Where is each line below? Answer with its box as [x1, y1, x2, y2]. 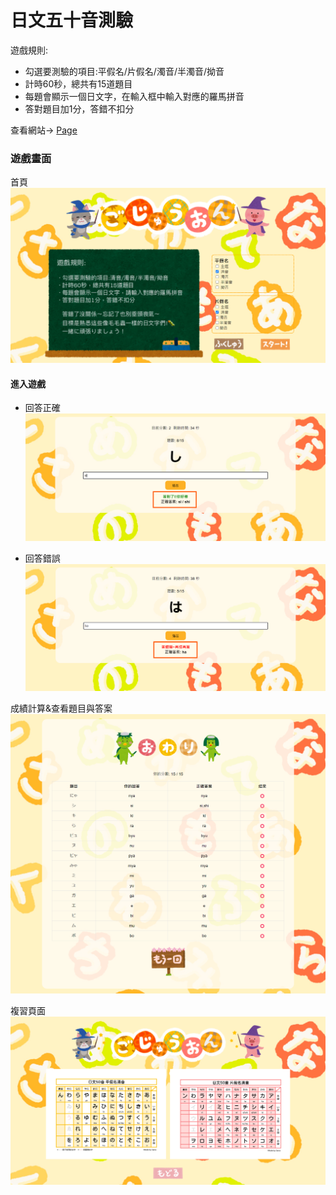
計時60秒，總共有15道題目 [24, 77, 133, 90]
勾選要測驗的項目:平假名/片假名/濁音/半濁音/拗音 [24, 65, 225, 77]
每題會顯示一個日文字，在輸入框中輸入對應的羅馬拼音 [24, 90, 245, 102]
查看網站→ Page [10, 124, 78, 136]
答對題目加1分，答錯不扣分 [24, 102, 135, 115]
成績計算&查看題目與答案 [10, 702, 113, 715]
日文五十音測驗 [10, 9, 134, 32]
